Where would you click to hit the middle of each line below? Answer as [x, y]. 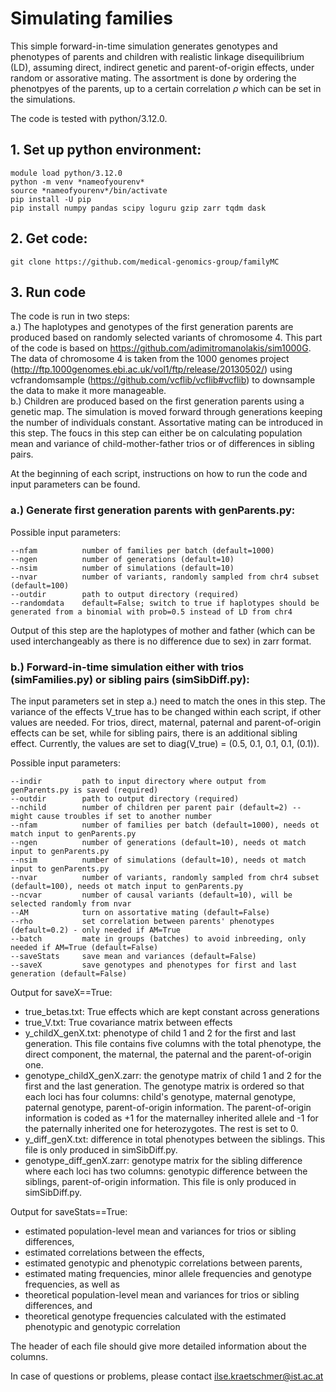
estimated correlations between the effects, [114, 1252]
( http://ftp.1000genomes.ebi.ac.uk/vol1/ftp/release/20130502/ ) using [151, 369]
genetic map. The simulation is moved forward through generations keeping [166, 412]
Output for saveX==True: [61, 992]
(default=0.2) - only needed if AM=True [96, 930]
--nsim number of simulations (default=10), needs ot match [158, 860]
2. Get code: [49, 238]
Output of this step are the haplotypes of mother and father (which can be [163, 630]
